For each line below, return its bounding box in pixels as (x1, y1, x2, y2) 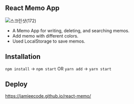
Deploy (5, 80, 28, 89)
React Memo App (5, 4, 60, 12)
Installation (5, 52, 41, 61)
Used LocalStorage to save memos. (12, 38, 85, 44)
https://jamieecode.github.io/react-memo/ (5, 93, 91, 99)
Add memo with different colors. (12, 33, 78, 39)
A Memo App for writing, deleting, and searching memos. (12, 27, 130, 34)
